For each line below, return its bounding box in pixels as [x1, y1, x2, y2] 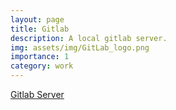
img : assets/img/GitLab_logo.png [10, 42, 150, 53]
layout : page [10, 14, 65, 25]
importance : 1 [10, 52, 70, 62]
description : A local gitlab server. [10, 33, 168, 43]
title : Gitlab [10, 24, 70, 34]
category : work [10, 61, 74, 71]
